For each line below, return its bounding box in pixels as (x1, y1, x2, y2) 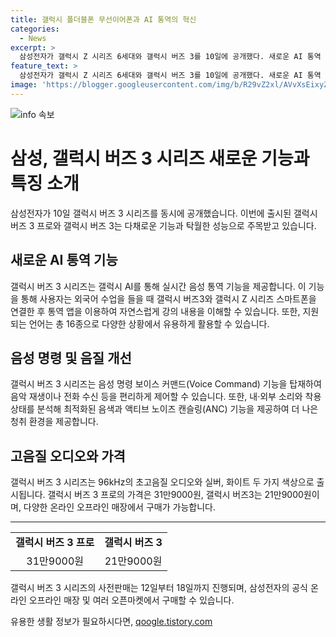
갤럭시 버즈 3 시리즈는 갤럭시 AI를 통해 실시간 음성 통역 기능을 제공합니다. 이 (10, 280, 307, 292)
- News (19, 33, 47, 43)
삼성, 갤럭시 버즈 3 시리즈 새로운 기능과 (10, 147, 310, 170)
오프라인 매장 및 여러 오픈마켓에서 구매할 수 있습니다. (28, 594, 235, 606)
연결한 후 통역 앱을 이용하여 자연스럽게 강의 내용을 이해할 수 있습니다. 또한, (10, 305, 301, 317)
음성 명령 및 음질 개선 (10, 349, 132, 366)
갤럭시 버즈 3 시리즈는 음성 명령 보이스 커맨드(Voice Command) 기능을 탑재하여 (10, 378, 322, 390)
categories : (10, 24, 60, 34)
